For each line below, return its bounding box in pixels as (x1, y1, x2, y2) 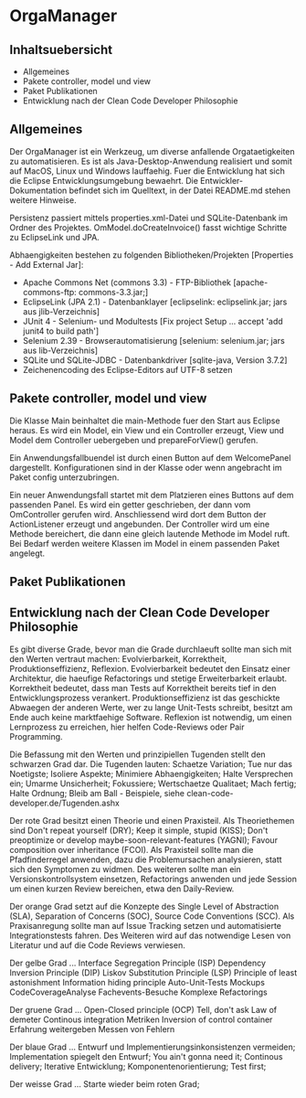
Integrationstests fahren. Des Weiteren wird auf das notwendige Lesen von (9, 930, 291, 941)
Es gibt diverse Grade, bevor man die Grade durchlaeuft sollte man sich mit (9, 644, 292, 655)
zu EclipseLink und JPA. (9, 231, 100, 242)
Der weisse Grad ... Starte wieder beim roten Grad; (9, 1078, 200, 1089)
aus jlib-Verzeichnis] (22, 305, 100, 316)
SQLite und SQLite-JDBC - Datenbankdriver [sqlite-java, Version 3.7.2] (22, 354, 288, 366)
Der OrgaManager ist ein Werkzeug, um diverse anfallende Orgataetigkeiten (9, 145, 295, 156)
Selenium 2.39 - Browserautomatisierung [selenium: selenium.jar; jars (22, 335, 285, 346)
